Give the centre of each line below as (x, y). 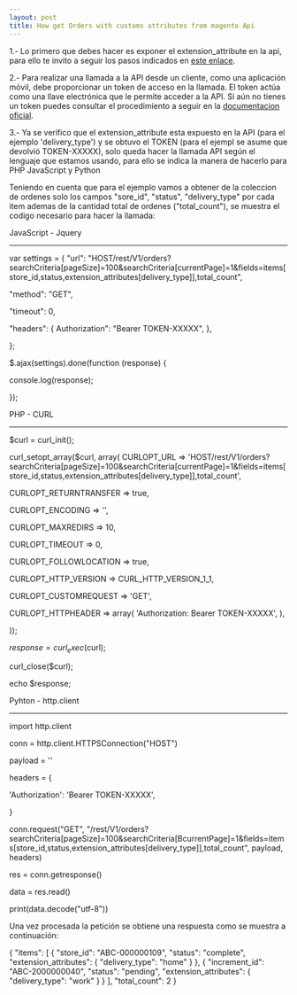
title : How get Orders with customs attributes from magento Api (132, 26)
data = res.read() (40, 892)
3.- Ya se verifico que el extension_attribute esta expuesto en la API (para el (147, 132)
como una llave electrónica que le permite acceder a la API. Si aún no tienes (148, 96)
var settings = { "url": (48, 258)
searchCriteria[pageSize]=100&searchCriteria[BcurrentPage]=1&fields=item (147, 839)
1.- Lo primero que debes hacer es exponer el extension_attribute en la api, (145, 51)
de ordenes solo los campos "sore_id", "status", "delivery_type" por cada (142, 197)
